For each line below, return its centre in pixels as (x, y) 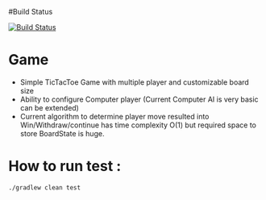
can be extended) (49, 107)
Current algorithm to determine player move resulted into (114, 116)
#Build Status (31, 12)
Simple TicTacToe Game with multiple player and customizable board (135, 82)
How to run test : (65, 167)
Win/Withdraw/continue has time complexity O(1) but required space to (138, 125)
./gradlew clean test (45, 187)
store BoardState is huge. (62, 133)
